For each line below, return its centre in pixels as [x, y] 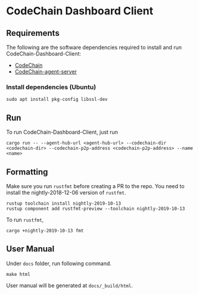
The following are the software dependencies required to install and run [94, 47]
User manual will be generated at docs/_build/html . [69, 285]
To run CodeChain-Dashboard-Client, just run [62, 132]
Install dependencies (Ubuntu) [51, 87]
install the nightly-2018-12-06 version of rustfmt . [66, 192]
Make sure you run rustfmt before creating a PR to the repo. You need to [95, 186]
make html [18, 274]
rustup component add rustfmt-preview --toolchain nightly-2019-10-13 [96, 208]
